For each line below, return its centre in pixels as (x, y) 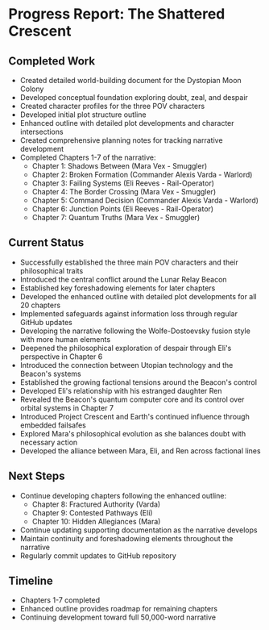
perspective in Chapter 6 (61, 357)
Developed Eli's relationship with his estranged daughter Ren (121, 390)
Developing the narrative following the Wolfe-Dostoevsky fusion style (135, 331)
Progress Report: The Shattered (117, 14)
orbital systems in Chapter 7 (67, 407)
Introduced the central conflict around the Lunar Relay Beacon (123, 279)
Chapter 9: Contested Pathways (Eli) (92, 512)
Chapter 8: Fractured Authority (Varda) (96, 504)
